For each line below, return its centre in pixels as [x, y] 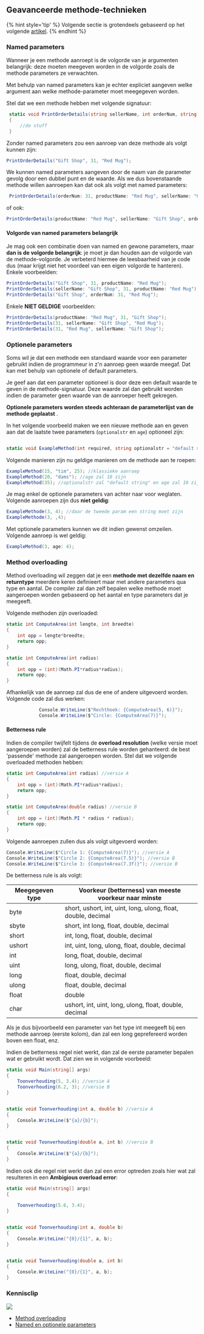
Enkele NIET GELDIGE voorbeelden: [51, 306]
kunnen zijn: [22, 149]
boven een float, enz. [33, 1041]
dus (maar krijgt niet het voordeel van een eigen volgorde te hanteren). [95, 266]
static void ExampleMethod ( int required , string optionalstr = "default [100, 448]
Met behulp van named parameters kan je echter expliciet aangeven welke [99, 85]
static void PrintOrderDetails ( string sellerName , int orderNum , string [103, 114]
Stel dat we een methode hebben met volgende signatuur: [79, 104]
